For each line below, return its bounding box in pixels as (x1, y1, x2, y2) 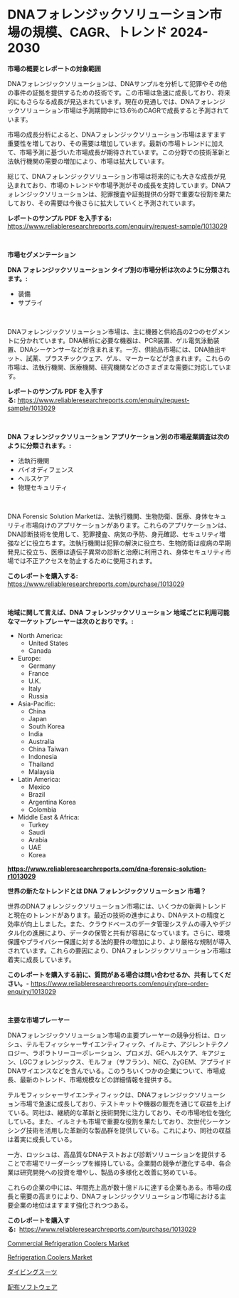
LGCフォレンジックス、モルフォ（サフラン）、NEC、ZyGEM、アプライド (19, 1057, 232, 1066)
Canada (28, 646, 52, 655)
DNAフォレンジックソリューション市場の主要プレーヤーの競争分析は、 (7, 1030, 215, 1040)
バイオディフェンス (17, 465, 74, 473)
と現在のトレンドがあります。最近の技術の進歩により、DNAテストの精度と (7, 911, 226, 919)
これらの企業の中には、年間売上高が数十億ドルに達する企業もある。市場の (7, 1183, 225, 1191)
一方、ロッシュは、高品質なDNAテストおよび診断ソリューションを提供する (7, 1150, 227, 1158)
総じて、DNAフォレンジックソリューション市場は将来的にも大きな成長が (7, 172, 221, 180)
